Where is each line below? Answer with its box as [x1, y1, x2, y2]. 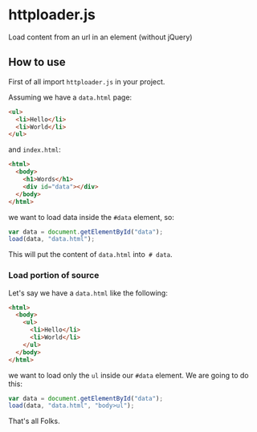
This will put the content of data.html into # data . [8, 250, 173, 259]
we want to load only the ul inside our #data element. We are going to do [8, 370, 249, 380]
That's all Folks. [8, 416, 60, 426]
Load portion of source [8, 270, 100, 281]
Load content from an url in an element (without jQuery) [8, 32, 193, 42]
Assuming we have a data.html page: [8, 92, 133, 102]
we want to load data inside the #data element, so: [8, 212, 174, 222]
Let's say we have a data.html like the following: [8, 287, 169, 298]
